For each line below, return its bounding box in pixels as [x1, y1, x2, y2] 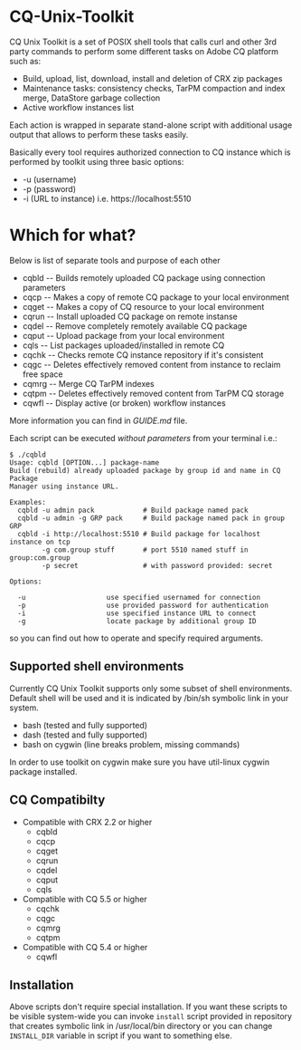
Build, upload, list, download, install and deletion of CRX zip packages [22, 72, 283, 83]
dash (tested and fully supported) [22, 729, 147, 740]
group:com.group [9, 553, 71, 563]
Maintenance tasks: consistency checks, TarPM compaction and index [22, 82, 286, 93]
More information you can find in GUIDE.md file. [9, 415, 188, 426]
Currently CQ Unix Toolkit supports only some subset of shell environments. [9, 682, 293, 694]
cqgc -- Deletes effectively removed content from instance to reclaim [22, 359, 281, 370]
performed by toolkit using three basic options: [9, 156, 184, 167]
